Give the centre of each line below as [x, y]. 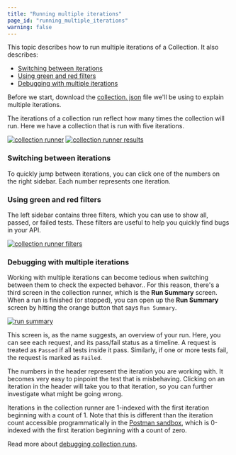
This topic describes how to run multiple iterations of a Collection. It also [113, 47]
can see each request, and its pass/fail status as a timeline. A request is [112, 343]
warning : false [30, 27]
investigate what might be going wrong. [65, 394]
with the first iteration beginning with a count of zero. [110, 430]
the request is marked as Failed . [55, 358]
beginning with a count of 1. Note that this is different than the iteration [110, 415]
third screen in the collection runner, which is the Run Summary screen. [112, 293]
